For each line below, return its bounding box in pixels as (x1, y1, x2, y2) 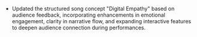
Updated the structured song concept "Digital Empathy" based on (11, 5, 175, 12)
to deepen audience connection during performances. (11, 24, 146, 31)
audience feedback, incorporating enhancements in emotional (11, 11, 166, 18)
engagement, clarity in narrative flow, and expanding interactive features (11, 18, 192, 24)
